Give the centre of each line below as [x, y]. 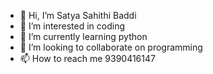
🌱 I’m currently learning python [83, 36]
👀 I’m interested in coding [72, 26]
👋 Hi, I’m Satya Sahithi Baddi [78, 15]
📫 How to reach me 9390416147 [87, 58]
